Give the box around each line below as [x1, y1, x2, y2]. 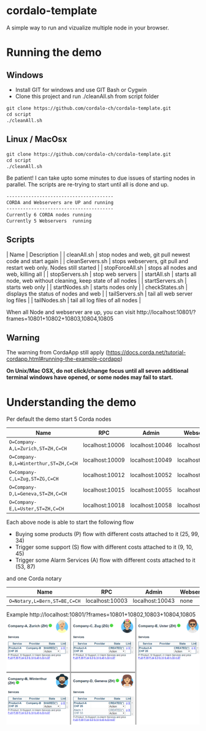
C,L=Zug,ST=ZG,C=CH [9, 476, 59, 482]
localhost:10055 [129, 486, 172, 494]
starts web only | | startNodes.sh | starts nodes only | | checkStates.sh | [6, 283, 188, 291]
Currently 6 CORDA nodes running [6, 212, 92, 218]
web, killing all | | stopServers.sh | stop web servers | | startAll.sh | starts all [6, 270, 197, 278]
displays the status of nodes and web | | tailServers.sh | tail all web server [6, 289, 193, 297]
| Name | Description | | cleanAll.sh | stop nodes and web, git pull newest [6, 251, 190, 258]
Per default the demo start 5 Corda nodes [6, 415, 112, 423]
